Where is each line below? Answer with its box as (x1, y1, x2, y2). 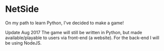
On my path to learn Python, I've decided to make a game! (5, 20, 124, 26)
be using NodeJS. (5, 40, 42, 46)
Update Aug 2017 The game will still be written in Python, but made (5, 29, 142, 35)
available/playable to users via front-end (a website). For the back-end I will (5, 35, 160, 41)
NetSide (5, 3, 39, 15)
